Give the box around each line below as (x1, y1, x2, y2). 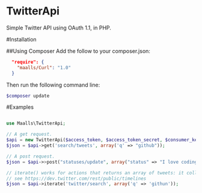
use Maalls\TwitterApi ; (6, 120, 66, 127)
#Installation (6, 35, 37, 43)
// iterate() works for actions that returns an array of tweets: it (6, 170, 185, 176)
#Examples (6, 103, 34, 111)
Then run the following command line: (6, 81, 100, 88)
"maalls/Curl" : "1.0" (17, 64, 71, 70)
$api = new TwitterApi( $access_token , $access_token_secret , (6, 137, 163, 143)
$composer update (6, 93, 50, 99)
